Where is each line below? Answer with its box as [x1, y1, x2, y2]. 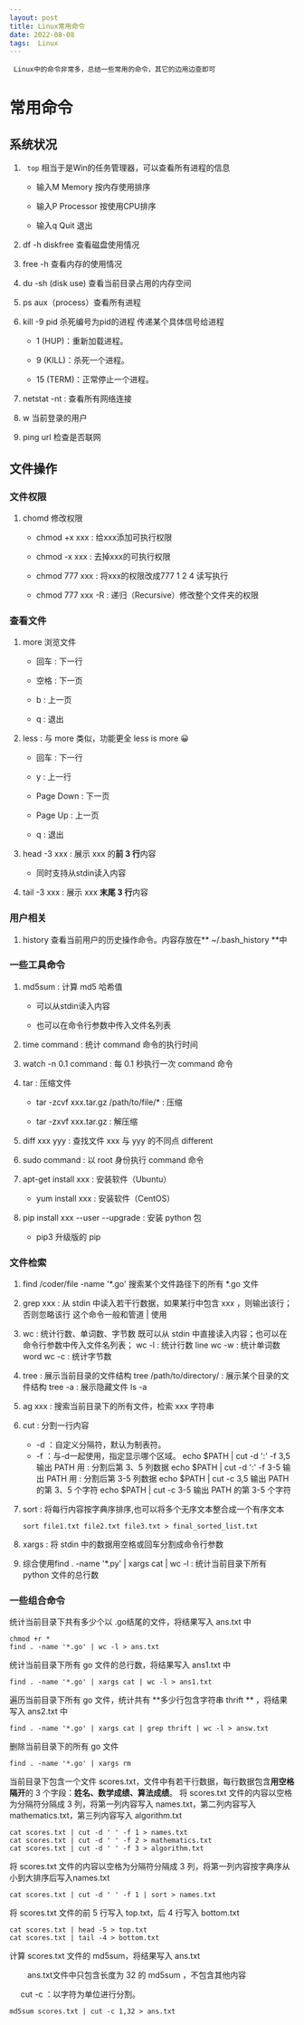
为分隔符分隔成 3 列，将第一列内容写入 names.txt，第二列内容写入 [9, 1799, 256, 1809]
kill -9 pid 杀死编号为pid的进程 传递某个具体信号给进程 [22, 316, 224, 327]
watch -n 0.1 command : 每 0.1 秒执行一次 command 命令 [22, 1058, 233, 1069]
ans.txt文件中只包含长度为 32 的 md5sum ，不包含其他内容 [26, 1970, 247, 1981]
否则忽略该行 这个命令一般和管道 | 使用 [22, 1310, 167, 1320]
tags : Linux [9, 38, 59, 48]
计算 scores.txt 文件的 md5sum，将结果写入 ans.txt [9, 1951, 201, 1962]
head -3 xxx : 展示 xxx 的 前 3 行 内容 [22, 849, 157, 859]
